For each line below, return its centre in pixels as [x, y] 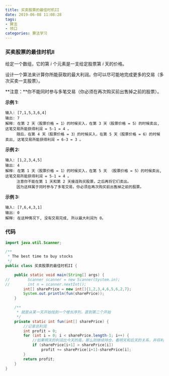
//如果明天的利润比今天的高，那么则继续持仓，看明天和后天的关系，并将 [96, 340]
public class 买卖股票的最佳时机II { [41, 266]
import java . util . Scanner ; [33, 243]
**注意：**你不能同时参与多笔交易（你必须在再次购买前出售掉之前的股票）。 [83, 92]
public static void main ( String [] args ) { [59, 275]
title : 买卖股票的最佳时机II [32, 10]
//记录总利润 [35, 326]
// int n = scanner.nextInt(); [46, 284]
